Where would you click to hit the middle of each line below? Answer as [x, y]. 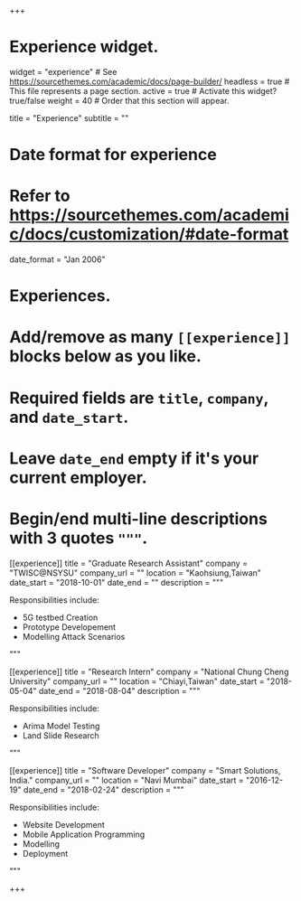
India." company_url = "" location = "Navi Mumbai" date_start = [127, 780]
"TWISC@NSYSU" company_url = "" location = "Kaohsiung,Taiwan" [136, 573]
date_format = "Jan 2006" [57, 259]
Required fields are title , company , [139, 398]
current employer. [78, 478]
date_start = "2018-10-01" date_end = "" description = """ [117, 582]
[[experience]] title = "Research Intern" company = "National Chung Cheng [149, 671]
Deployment [45, 853]
